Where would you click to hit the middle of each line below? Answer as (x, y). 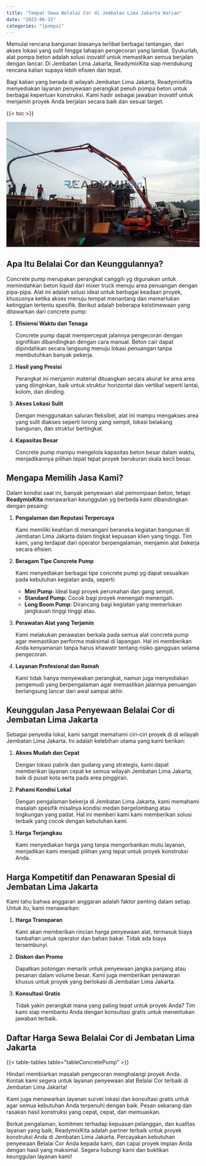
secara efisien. (34, 549)
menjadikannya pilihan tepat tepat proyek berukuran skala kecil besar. (103, 458)
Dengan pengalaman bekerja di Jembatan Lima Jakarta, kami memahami (107, 802)
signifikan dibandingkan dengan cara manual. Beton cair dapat (94, 342)
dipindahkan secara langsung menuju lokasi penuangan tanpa (93, 348)
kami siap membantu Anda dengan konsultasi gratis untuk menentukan (105, 1012)
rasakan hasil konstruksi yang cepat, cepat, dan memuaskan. (84, 1112)
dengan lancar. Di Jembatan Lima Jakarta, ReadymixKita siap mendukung (100, 64)
